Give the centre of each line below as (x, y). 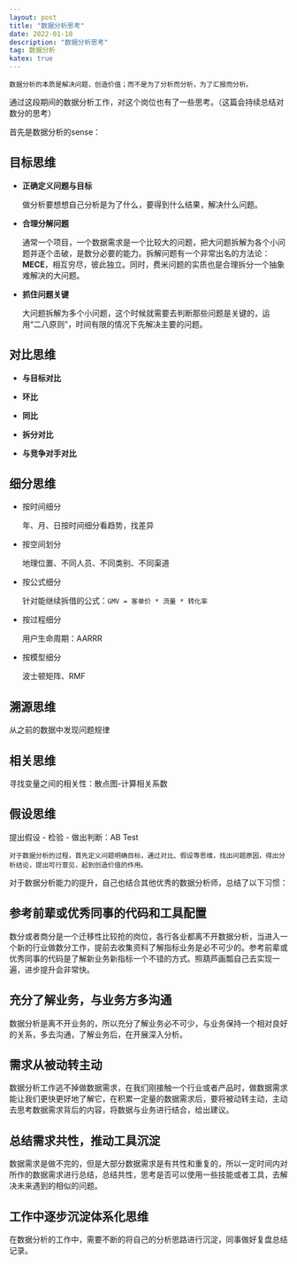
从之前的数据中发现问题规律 (60, 730)
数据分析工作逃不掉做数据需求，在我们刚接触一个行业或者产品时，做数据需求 (148, 1088)
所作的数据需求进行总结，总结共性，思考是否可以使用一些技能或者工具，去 (145, 1174)
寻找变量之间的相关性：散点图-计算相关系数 (88, 784)
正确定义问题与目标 (57, 185)
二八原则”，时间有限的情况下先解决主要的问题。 (120, 324)
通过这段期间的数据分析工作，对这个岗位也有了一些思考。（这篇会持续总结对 (147, 102)
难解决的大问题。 (53, 275)
